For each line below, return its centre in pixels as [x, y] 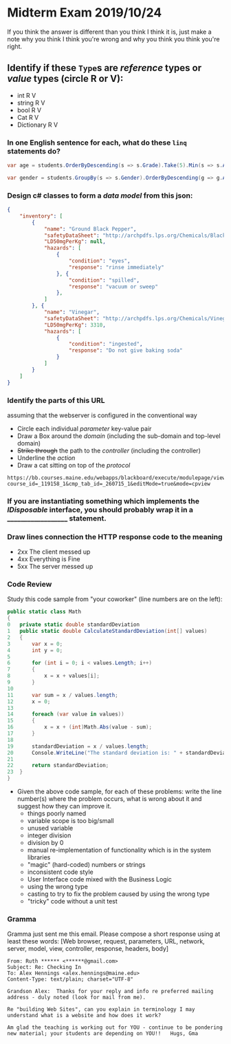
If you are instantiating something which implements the [103, 501]
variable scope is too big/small [71, 821]
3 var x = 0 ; [35, 644]
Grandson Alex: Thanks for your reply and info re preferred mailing [110, 992]
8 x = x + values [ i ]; [53, 676]
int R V [26, 95]
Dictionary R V [37, 125]
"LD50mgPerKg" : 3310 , [75, 325]
